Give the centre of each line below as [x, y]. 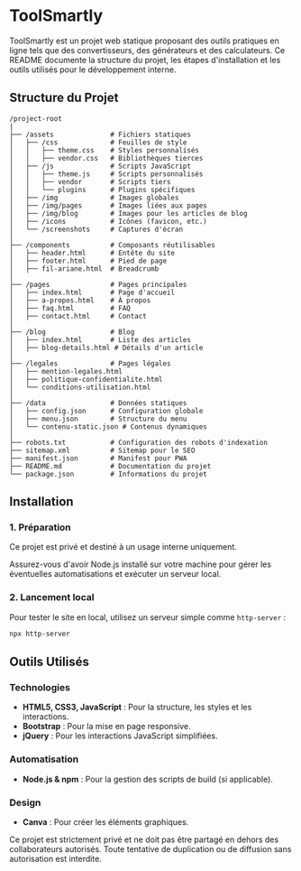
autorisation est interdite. [55, 858]
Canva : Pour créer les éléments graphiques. [105, 821]
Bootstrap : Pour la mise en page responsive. [106, 727]
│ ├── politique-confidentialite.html [87, 379]
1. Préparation [41, 527]
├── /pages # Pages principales [98, 284]
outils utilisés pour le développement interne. [93, 69]
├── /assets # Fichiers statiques [100, 134]
